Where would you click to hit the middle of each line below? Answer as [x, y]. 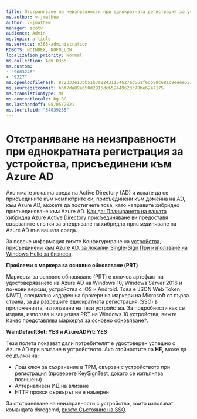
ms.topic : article [28, 39]
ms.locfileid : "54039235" [38, 110]
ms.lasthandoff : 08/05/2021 [40, 104]
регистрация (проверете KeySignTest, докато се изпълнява [89, 373]
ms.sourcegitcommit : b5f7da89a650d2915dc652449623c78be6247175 [85, 88]
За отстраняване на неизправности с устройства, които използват [90, 404]
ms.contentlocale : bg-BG [36, 99]
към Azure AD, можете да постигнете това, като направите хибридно [93, 205]
